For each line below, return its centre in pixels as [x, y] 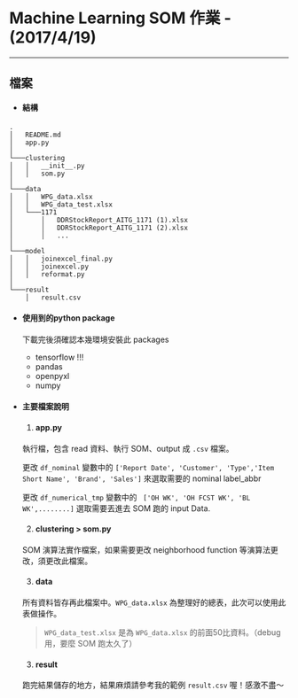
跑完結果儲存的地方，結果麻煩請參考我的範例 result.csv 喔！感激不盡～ [153, 685]
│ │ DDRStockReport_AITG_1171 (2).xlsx [99, 228]
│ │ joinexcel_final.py [61, 259]
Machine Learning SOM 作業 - [121, 18]
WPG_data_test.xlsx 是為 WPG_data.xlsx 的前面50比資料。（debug [162, 632]
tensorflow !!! [59, 357]
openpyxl [52, 376]
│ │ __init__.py [47, 166]
